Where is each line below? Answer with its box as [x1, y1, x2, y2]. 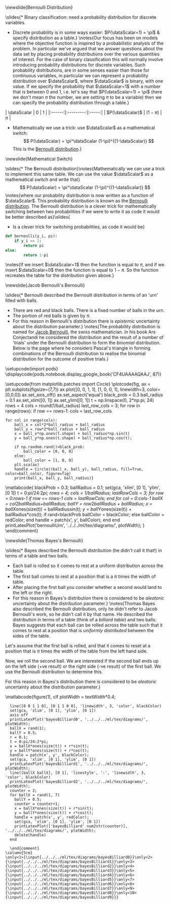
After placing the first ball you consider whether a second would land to [12, 584, 162, 590]
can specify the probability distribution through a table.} [12, 100, 130, 106]
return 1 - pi [23, 253, 49, 258]
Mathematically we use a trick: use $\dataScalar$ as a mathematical [12, 124, 155, 131]
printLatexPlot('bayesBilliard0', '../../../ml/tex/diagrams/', [10, 717, 148, 722]
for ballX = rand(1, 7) [10, 793, 60, 798]
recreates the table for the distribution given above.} [5, 272, 114, 278]
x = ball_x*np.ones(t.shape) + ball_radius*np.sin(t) [14, 431, 130, 436]
